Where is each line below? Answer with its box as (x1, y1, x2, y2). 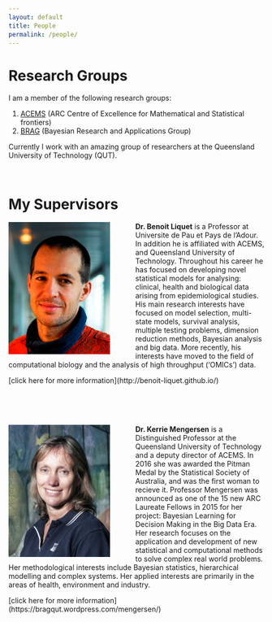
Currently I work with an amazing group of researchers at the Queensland (8, 142, 255, 152)
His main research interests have (135, 299, 245, 309)
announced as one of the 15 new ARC (135, 494, 261, 503)
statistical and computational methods (135, 546, 263, 555)
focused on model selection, (135, 308, 231, 318)
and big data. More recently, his (135, 342, 242, 353)
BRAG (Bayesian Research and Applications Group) (19, 126, 192, 136)
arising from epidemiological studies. (135, 291, 259, 301)
